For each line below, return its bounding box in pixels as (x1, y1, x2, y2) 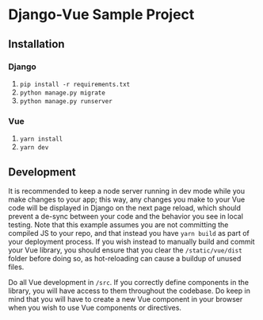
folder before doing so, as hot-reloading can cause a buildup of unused (8, 253, 242, 263)
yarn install (19, 135, 63, 144)
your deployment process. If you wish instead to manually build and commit (8, 237, 255, 246)
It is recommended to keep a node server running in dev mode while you (8, 186, 246, 195)
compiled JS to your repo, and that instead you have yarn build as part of (8, 228, 250, 237)
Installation (8, 37, 65, 51)
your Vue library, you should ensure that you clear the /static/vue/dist (8, 245, 243, 255)
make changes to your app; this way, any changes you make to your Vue (8, 195, 246, 204)
